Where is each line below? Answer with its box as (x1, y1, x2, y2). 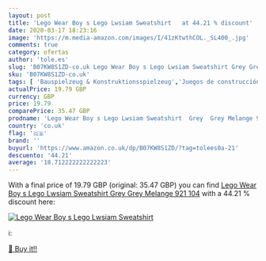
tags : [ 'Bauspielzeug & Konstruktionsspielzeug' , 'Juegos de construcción (8, 78, 260, 85)
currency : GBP (8, 93, 55, 100)
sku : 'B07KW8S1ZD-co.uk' (8, 70, 90, 78)
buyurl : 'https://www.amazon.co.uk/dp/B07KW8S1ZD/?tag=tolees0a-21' (8, 144, 239, 152)
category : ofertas (8, 48, 69, 56)
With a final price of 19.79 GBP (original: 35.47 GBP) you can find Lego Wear (8, 180, 257, 190)
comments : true (8, 41, 59, 49)
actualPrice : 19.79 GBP (8, 85, 87, 93)
